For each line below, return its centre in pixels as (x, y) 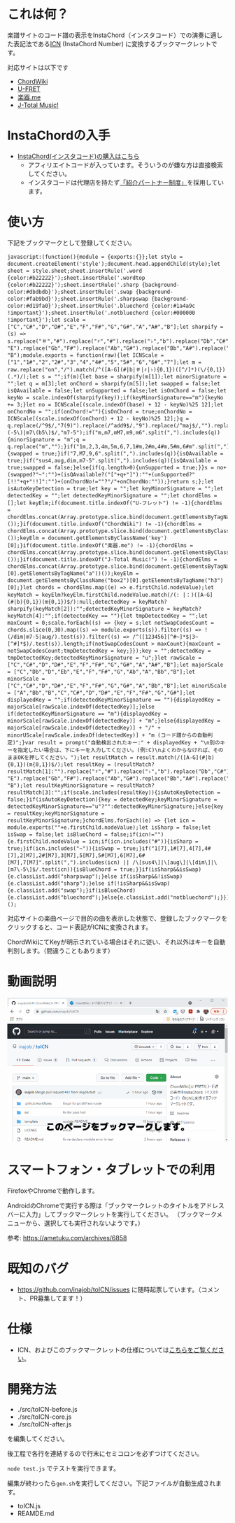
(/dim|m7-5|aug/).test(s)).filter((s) (64, 637)
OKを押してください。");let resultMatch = (75, 757)
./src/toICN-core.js (44, 1417)
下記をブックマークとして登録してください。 (71, 243)
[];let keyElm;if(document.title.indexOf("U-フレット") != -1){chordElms (115, 503)
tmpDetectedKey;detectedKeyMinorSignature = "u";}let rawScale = (104, 658)
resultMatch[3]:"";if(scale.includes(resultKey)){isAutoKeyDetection (111, 792)
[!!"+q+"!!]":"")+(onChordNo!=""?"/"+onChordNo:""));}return (98, 481)
